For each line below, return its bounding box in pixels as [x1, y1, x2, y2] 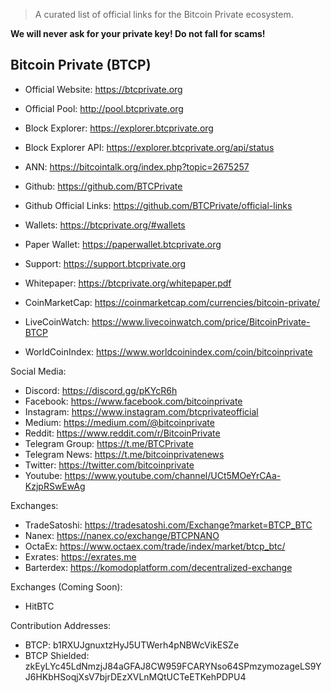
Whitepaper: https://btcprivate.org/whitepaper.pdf [24, 277, 232, 289]
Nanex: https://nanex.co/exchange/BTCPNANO [24, 529, 220, 541]
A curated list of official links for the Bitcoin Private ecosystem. [34, 9, 294, 20]
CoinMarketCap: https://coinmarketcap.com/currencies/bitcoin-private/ [24, 296, 321, 308]
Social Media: [10, 365, 67, 377]
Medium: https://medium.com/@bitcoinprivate [24, 416, 215, 428]
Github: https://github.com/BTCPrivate [24, 180, 183, 192]
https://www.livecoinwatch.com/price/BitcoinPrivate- [91, 315, 311, 328]
